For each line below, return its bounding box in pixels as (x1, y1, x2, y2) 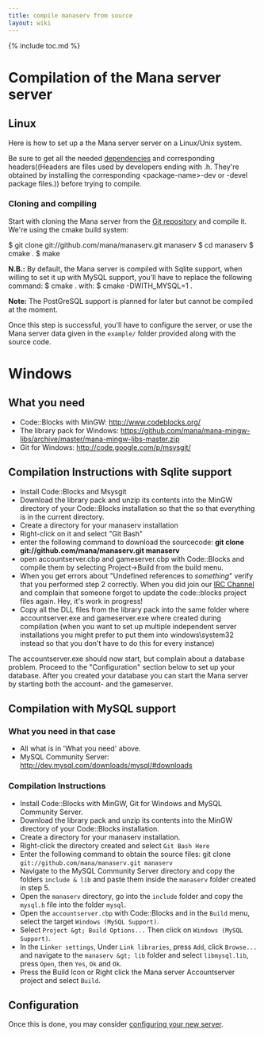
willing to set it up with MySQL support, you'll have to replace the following (8, 272, 252, 282)
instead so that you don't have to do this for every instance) (19, 638, 216, 647)
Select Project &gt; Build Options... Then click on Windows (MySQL (19, 925, 243, 935)
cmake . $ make (8, 248, 61, 258)
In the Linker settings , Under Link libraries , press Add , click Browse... (19, 942, 258, 951)
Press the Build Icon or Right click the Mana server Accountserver (19, 967, 235, 977)
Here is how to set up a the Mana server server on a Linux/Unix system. (8, 138, 243, 148)
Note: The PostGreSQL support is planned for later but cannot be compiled (8, 296, 254, 305)
